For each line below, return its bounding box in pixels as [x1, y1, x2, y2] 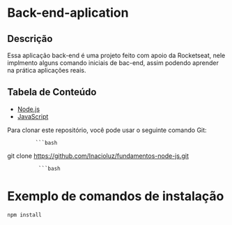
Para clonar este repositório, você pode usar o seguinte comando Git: [7, 126, 207, 134]
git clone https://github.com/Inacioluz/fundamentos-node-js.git [7, 152, 190, 160]
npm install [7, 211, 42, 218]
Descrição [7, 33, 53, 45]
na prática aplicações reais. [7, 66, 86, 74]
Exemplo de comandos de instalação [7, 189, 224, 204]
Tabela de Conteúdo [7, 86, 97, 99]
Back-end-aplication [7, 5, 129, 21]
